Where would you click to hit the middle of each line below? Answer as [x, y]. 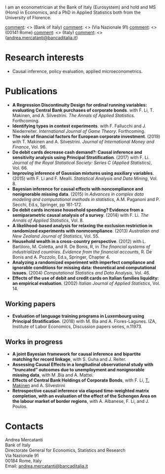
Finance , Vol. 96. [29, 147]
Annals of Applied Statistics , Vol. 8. [48, 220]
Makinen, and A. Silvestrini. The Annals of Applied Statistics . [74, 115]
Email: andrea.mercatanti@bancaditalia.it [47, 466]
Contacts [24, 426]
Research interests [45, 58]
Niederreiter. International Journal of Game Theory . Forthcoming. [79, 131]
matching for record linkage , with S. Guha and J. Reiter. [69, 359]
